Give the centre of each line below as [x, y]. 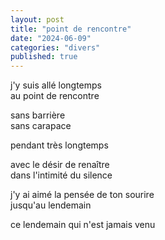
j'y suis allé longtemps [56, 85]
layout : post [37, 19]
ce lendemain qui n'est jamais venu [83, 225]
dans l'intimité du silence [61, 175]
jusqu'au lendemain [51, 205]
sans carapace [41, 126]
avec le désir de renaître [60, 165]
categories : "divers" [55, 47]
